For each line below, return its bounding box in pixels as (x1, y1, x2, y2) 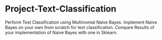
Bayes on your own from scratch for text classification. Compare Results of (5, 24, 155, 30)
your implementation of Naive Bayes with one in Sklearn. (5, 29, 118, 35)
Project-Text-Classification (5, 3, 117, 14)
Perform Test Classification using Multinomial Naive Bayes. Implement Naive (5, 19, 157, 25)
